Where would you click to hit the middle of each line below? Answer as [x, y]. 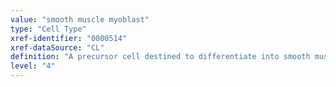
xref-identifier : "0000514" [69, 38]
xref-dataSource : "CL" [57, 47]
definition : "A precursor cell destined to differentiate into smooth [160, 57]
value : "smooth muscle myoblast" [80, 19]
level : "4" [33, 66]
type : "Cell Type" [48, 29]
